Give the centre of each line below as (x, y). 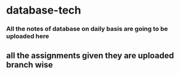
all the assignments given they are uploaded (90, 55)
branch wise (30, 65)
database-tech (44, 10)
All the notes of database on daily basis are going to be (87, 29)
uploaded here (28, 36)
